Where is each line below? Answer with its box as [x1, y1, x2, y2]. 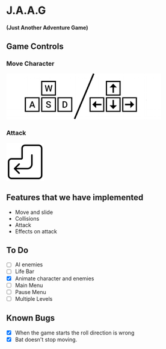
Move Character [6, 60, 55, 68]
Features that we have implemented [6, 192, 144, 203]
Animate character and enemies [14, 275, 94, 282]
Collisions [14, 215, 40, 222]
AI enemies [14, 261, 43, 268]
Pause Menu [14, 288, 46, 295]
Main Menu [14, 281, 43, 289]
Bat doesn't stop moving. [14, 336, 78, 343]
